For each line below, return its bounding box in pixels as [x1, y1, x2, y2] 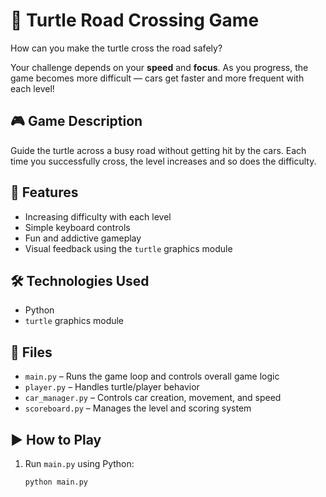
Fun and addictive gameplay [24, 232, 142, 244]
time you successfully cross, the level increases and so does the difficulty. [10, 155, 317, 167]
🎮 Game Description [10, 113, 143, 130]
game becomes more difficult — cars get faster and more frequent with [10, 72, 305, 84]
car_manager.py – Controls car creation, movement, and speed [24, 392, 282, 404]
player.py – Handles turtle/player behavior [24, 381, 200, 393]
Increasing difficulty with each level [24, 210, 172, 223]
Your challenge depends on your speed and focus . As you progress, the [10, 61, 309, 73]
